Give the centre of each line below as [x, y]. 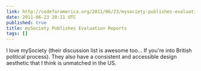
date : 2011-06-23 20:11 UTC [41, 17]
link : [13, 12]
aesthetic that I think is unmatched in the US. [61, 63]
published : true [26, 22]
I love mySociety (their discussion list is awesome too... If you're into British [99, 50]
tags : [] [17, 34]
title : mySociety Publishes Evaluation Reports [67, 28]
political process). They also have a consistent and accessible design [92, 57]
